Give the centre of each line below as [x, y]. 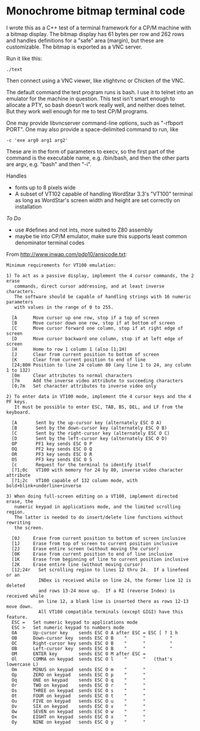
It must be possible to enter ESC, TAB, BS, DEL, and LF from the [99, 407]
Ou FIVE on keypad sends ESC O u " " [79, 701]
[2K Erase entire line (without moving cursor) [78, 564]
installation [28, 206]
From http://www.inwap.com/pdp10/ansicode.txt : [67, 254]
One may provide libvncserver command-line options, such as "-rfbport [95, 123]
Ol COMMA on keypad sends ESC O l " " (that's [92, 659]
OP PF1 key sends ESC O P [52, 444]
